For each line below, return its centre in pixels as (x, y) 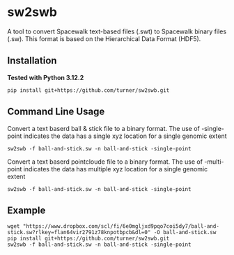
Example (26, 210)
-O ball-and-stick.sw (185, 233)
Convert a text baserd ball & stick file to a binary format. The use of (103, 128)
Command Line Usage (56, 112)
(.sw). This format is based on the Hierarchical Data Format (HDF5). (104, 38)
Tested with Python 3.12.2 (46, 77)
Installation (32, 61)
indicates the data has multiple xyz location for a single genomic (116, 169)
